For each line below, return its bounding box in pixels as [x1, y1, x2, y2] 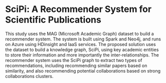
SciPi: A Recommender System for [5, 3, 152, 15]
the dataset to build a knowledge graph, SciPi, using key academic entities [5, 46, 159, 52]
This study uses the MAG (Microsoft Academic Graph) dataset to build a [5, 30, 154, 36]
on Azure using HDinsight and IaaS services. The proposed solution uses [5, 41, 156, 47]
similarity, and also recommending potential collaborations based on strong [5, 67, 161, 73]
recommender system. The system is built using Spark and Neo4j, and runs [5, 36, 161, 42]
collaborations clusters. [5, 73, 54, 79]
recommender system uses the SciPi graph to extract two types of [5, 57, 142, 63]
